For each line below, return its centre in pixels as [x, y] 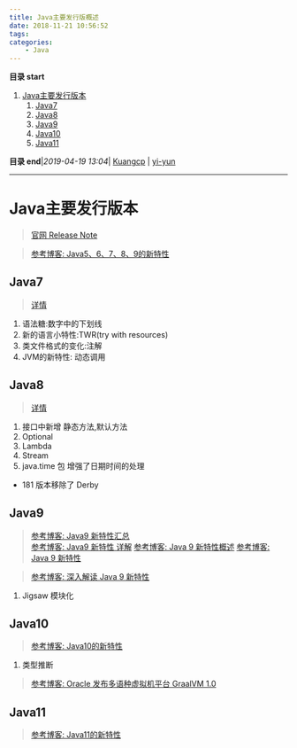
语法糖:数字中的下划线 [62, 323]
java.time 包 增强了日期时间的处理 [83, 465]
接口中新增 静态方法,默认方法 [75, 426]
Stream [35, 455]
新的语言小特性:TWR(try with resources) [95, 334]
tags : [19, 34]
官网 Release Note [64, 235]
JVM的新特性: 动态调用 [64, 356]
